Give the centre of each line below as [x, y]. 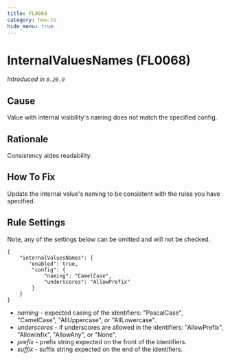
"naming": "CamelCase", [78, 275]
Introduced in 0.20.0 [36, 79]
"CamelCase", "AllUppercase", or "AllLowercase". [87, 319]
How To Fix [31, 177]
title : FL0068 [27, 13]
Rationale [28, 139]
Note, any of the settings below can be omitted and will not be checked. [109, 239]
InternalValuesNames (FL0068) [99, 60]
